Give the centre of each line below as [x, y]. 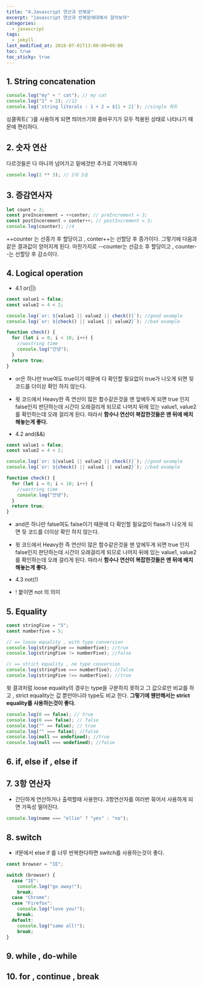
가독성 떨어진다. [40, 807]
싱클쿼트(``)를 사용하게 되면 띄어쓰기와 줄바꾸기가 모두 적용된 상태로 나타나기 [96, 119]
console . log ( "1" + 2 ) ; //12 [42, 101]
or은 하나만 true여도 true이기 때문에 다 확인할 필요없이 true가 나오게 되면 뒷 [104, 378]
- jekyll [23, 40]
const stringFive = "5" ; [38, 625]
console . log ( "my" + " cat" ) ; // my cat [57, 95]
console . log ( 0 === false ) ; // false [52, 720]
